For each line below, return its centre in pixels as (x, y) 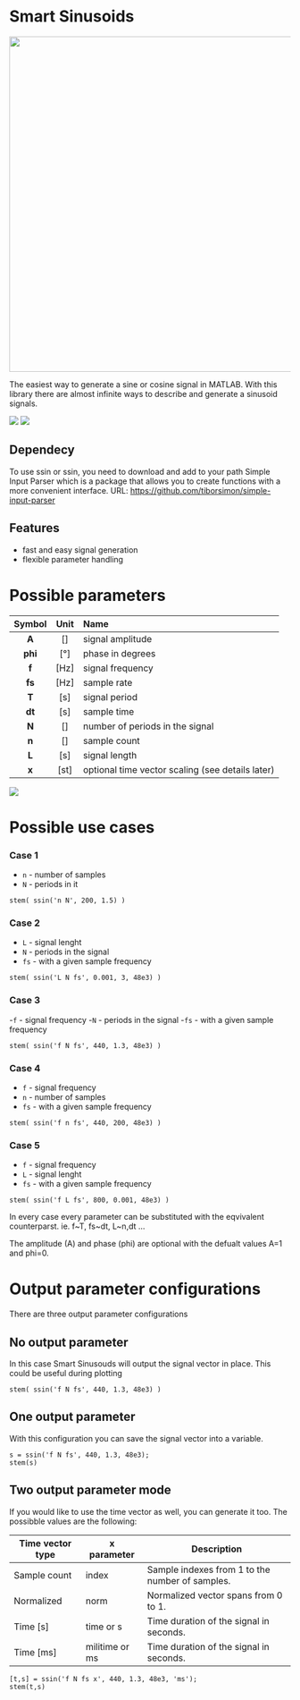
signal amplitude (118, 639)
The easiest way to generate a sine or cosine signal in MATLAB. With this (143, 384)
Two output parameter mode (90, 1490)
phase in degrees (120, 653)
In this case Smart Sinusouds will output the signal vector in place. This (140, 1363)
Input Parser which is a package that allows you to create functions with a (145, 481)
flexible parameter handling (72, 559)
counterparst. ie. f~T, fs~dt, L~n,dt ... (77, 1226)
